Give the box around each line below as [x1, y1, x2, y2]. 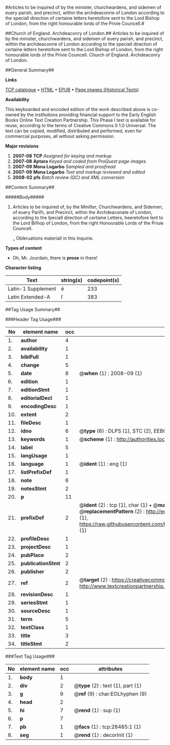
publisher [21, 568, 45, 575]
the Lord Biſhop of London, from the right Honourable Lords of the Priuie [12, 220, 164, 226]
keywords [21, 436, 46, 442]
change [21, 362, 39, 368]
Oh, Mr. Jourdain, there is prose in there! [12, 255, 98, 260]
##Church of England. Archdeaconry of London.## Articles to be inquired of [5, 30, 164, 36]
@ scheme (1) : [79, 436, 115, 442]
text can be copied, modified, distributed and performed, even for [5, 128, 143, 134]
